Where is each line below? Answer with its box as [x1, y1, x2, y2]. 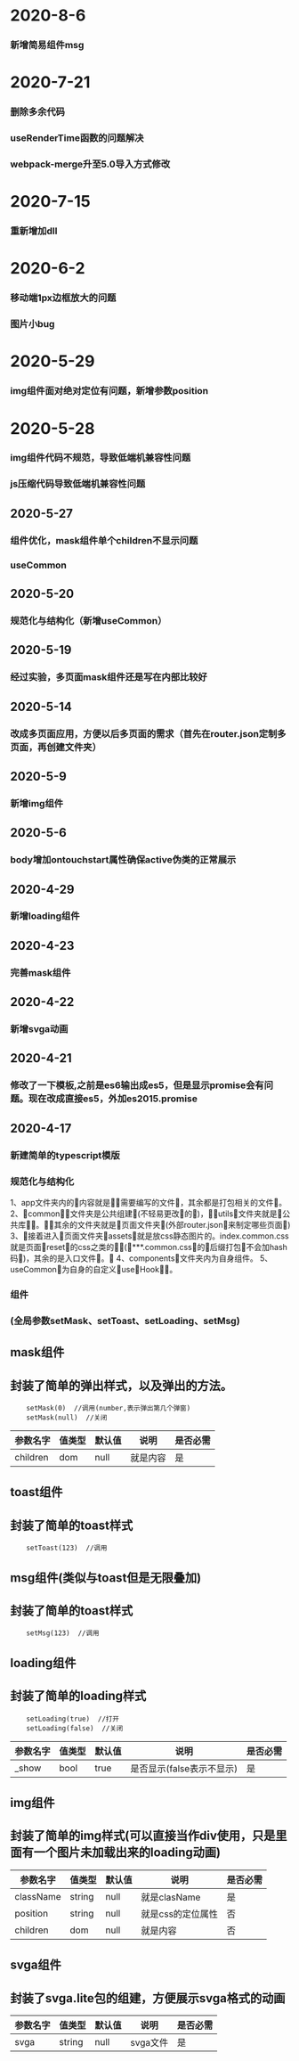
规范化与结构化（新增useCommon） [10, 614, 167, 626]
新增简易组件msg [10, 39, 85, 52]
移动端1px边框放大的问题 [10, 291, 117, 304]
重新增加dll [10, 225, 58, 237]
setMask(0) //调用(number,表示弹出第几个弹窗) [26, 1404, 191, 1413]
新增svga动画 [10, 1023, 69, 1035]
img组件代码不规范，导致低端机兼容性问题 [10, 452, 191, 464]
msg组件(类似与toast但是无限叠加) [10, 1570, 202, 1585]
